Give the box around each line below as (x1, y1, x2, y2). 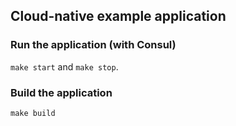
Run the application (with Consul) (10, 38, 177, 52)
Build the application (10, 85, 113, 99)
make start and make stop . (10, 60, 119, 73)
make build (10, 108, 56, 118)
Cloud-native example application (10, 8, 227, 25)
